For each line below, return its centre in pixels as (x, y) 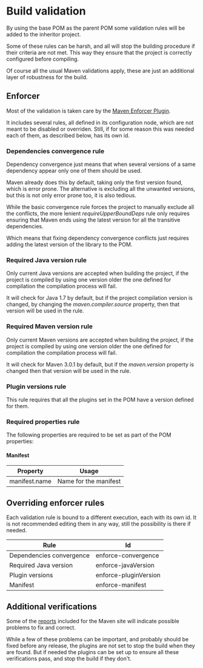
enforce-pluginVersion (128, 575)
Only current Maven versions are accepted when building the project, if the (100, 340)
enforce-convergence (127, 555)
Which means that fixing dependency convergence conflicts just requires (98, 238)
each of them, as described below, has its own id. (68, 135)
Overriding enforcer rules (55, 503)
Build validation (46, 11)
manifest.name (30, 481)
